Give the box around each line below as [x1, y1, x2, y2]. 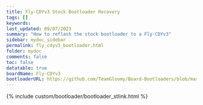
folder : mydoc [6, 48, 42, 54]
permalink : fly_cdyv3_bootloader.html [6, 43, 104, 49]
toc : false [6, 59, 34, 65]
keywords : [6, 20, 31, 26]
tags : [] [6, 14, 28, 21]
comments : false [6, 54, 47, 60]
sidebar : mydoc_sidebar [6, 37, 66, 43]
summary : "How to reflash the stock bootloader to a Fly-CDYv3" [6, 31, 172, 37]
